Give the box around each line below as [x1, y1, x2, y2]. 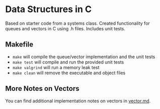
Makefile [5, 40, 34, 49]
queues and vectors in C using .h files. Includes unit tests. [5, 25, 126, 31]
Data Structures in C [5, 4, 92, 15]
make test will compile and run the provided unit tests [12, 59, 124, 65]
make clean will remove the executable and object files [12, 70, 126, 76]
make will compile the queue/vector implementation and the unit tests [12, 53, 155, 60]
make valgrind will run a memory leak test [12, 64, 100, 70]
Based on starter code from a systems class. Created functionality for [5, 20, 150, 26]
